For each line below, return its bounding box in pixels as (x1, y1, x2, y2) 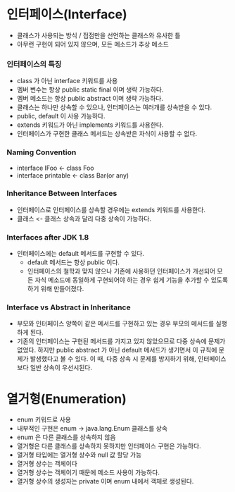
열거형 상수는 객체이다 (16, 460, 78, 468)
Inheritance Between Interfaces (6, 188, 118, 198)
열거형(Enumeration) (6, 390, 127, 407)
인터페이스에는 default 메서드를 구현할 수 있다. (16, 250, 145, 258)
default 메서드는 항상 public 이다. (27, 258, 120, 266)
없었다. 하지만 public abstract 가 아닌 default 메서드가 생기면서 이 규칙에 (16, 346, 217, 355)
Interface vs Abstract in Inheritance (6, 302, 131, 312)
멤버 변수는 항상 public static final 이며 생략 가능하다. (16, 85, 164, 94)
